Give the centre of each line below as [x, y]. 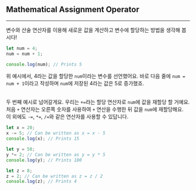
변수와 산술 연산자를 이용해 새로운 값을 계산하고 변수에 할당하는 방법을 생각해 [93, 30]
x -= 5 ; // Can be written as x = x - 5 [56, 133]
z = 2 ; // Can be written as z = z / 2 [55, 176]
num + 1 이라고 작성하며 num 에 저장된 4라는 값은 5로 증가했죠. [75, 84]
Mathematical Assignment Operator [73, 10]
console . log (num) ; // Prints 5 [44, 64]
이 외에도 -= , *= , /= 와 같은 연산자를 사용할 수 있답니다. [67, 117]
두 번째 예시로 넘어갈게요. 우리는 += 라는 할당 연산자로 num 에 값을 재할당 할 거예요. [98, 102]
